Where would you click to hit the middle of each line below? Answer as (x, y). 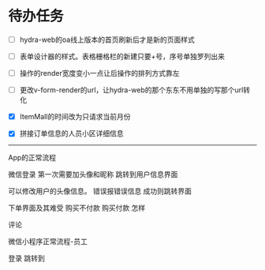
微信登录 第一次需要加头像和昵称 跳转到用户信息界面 (93, 174)
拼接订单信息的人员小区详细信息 (71, 133)
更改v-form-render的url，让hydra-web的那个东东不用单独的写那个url (131, 90)
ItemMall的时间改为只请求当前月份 (75, 117)
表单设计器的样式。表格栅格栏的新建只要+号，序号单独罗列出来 (122, 56)
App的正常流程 (32, 158)
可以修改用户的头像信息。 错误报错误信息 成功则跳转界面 (100, 191)
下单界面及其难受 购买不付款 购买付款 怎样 (77, 208)
